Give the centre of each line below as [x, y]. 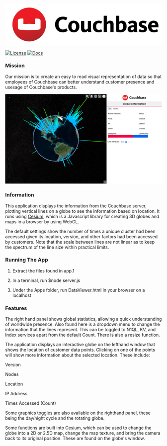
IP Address [16, 394]
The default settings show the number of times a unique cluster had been [80, 231]
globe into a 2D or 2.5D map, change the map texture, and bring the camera [83, 433]
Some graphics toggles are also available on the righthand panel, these [78, 413]
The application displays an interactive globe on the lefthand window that [80, 345]
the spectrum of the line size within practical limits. [57, 247]
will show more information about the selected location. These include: [78, 355]
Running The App [27, 260]
